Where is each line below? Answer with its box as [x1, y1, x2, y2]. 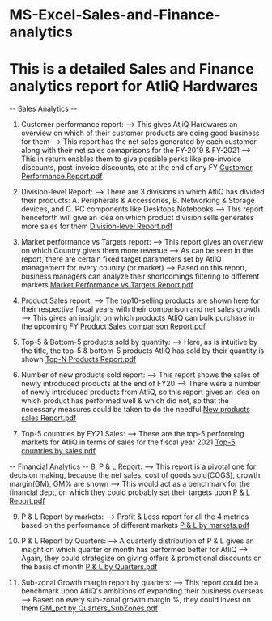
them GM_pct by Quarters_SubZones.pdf [20, 603, 159, 613]
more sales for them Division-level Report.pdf [20, 221, 173, 232]
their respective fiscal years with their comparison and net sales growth [20, 304, 261, 314]
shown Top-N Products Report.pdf [20, 355, 137, 364]
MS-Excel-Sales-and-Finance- [9, 6, 221, 24]
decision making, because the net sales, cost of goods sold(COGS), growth [9, 470, 261, 480]
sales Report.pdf [20, 413, 77, 423]
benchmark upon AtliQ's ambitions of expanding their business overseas [20, 586, 264, 596]
